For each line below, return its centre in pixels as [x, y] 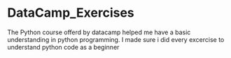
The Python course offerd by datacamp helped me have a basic [99, 32]
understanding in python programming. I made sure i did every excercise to [116, 39]
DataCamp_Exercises [71, 13]
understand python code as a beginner [63, 47]
